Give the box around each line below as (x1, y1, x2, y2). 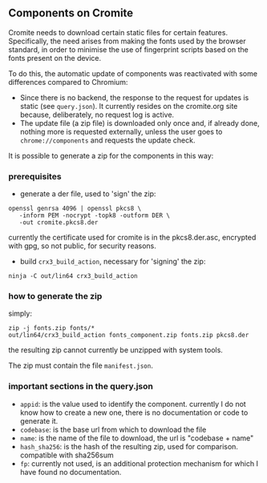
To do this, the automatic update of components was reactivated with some (8, 68, 258, 78)
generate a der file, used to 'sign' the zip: (19, 189, 156, 199)
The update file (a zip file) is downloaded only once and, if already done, (19, 118, 261, 127)
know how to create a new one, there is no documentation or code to (19, 408, 249, 417)
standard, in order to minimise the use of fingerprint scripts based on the (8, 44, 249, 54)
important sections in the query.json (8, 380, 154, 392)
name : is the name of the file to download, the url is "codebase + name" (19, 433, 254, 443)
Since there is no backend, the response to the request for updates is (19, 92, 249, 103)
